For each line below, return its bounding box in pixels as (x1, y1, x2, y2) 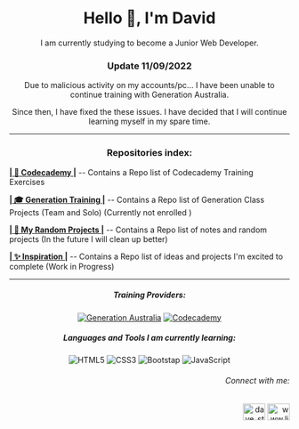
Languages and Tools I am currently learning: (63, 333, 236, 344)
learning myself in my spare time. (88, 116, 211, 127)
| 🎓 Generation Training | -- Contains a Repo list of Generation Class (9, 194, 265, 205)
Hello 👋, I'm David (83, 8, 216, 28)
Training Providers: (112, 289, 187, 301)
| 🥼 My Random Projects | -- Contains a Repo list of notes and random (9, 224, 268, 235)
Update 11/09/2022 (107, 60, 192, 72)
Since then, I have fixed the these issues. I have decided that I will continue (12, 107, 287, 117)
